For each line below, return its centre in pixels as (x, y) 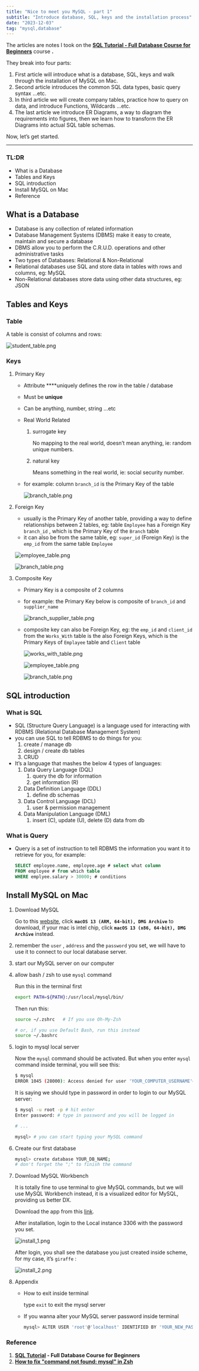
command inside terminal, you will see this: (67, 1065)
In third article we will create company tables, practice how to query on (101, 100)
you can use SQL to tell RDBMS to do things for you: (78, 738)
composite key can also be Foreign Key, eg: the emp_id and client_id (108, 630)
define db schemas (56, 795)
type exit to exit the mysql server (64, 1305)
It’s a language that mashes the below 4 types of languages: (88, 763)
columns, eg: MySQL (40, 273)
